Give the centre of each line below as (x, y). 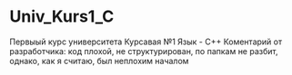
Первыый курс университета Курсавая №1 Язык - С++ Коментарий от (146, 42)
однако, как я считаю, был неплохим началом (99, 61)
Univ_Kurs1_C (62, 17)
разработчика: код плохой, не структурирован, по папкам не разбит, (144, 51)
